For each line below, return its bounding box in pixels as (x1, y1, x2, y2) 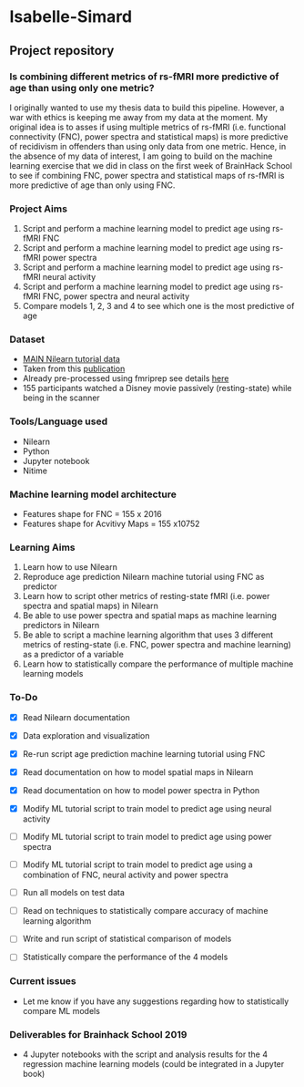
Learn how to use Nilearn (22, 562, 118, 573)
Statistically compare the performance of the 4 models (22, 951, 228, 963)
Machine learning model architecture (9, 488, 177, 501)
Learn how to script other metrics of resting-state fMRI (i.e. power (22, 591, 270, 602)
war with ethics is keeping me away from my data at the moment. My (9, 111, 269, 122)
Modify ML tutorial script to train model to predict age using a (22, 859, 253, 870)
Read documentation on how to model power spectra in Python (22, 784, 260, 795)
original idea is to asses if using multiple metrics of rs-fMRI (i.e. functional (9, 121, 287, 132)
